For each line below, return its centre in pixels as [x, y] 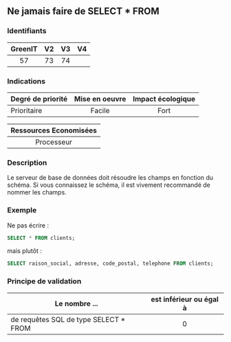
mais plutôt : [25, 251]
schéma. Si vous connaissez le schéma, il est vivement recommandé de [109, 185]
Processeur [54, 142]
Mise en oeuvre [100, 99]
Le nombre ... [76, 303]
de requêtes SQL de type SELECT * [68, 319]
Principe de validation [44, 281]
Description [27, 163]
